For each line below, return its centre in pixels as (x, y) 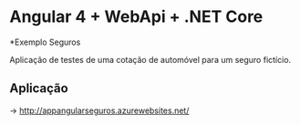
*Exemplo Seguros (45, 42)
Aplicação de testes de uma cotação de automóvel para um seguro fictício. (150, 59)
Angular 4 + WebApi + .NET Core (136, 17)
